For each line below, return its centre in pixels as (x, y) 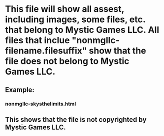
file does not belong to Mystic (67, 61)
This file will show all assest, (65, 9)
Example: (20, 90)
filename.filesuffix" (46, 51)
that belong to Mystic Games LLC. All (82, 30)
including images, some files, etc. (75, 19)
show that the (117, 51)
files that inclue (37, 41)
